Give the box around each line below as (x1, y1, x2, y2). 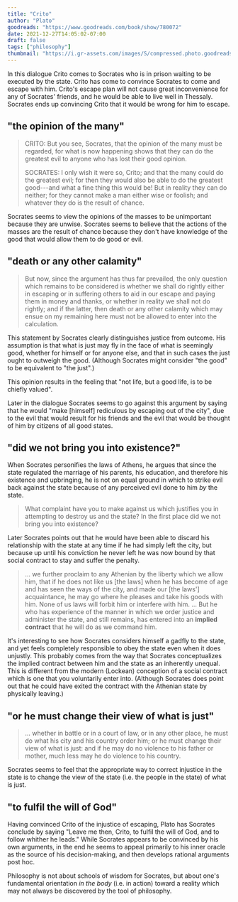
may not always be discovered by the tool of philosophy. (7, 886, 172, 895)
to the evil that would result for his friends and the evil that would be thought (7, 414, 230, 422)
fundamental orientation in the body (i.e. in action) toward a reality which (7, 879, 220, 887)
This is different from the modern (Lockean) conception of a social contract (7, 667, 227, 675)
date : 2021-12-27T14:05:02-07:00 (7, 30, 106, 38)
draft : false (7, 37, 46, 44)
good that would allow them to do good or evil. (7, 235, 144, 243)
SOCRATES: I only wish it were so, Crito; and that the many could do (24, 168, 225, 176)
